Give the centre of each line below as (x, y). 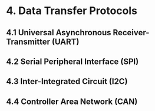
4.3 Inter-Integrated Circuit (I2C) (67, 81)
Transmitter (28, 41)
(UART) (65, 41)
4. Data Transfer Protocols (72, 11)
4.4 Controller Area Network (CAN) (72, 101)
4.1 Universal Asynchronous (59, 33)
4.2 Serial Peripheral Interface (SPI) (72, 61)
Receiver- (131, 33)
